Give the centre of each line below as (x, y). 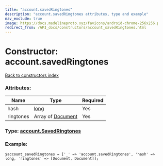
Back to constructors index (32, 75)
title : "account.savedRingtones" (39, 9)
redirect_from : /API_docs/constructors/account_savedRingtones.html (76, 28)
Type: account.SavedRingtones (43, 131)
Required (93, 100)
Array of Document (56, 116)
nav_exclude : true (24, 18)
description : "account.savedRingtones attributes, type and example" (77, 14)
